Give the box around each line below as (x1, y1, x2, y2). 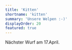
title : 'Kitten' (5, 7, 39, 12)
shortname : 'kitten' (5, 12, 48, 17)
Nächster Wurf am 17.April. (5, 39, 60, 45)
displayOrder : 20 (5, 21, 41, 26)
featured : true (5, 26, 37, 31)
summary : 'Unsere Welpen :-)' (5, 16, 68, 21)
